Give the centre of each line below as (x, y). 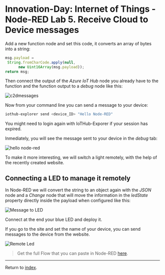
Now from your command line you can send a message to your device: (77, 105)
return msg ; (17, 72)
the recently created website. (35, 163)
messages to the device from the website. (47, 234)
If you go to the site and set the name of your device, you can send (73, 229)
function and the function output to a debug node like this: (64, 86)
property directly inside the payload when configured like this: (68, 201)
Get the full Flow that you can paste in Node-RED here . (73, 253)
